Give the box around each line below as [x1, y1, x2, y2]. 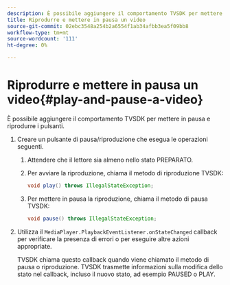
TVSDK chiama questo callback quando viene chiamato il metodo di [16, 255, 209, 264]
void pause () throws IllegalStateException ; [27, 215, 157, 222]
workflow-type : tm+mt [7, 29, 69, 36]
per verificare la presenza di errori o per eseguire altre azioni [16, 234, 189, 243]
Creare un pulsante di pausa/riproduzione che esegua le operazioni [16, 135, 208, 143]
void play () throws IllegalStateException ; [27, 182, 154, 189]
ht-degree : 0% [7, 42, 48, 49]
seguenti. [16, 142, 44, 151]
